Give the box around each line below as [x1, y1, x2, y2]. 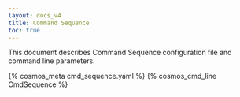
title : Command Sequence [8, 19, 90, 27]
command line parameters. [8, 56, 96, 65]
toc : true [8, 26, 41, 34]
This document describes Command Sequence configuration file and [8, 48, 232, 58]
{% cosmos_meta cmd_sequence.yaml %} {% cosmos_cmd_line [8, 72, 217, 81]
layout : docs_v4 [8, 11, 61, 20]
